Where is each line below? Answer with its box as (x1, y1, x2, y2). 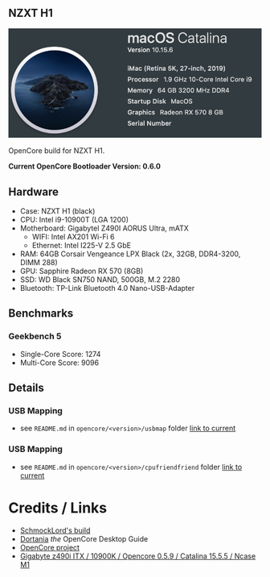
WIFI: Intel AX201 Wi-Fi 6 (31, 232, 115, 242)
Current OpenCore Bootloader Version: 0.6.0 (8, 161, 162, 172)
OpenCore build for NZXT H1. (8, 146, 105, 156)
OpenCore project (19, 542, 80, 552)
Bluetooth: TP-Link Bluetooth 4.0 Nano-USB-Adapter (19, 284, 195, 293)
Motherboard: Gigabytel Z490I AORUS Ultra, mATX (19, 223, 189, 233)
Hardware (8, 185, 59, 198)
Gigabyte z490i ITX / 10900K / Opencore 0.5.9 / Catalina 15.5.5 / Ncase (19, 551, 256, 561)
